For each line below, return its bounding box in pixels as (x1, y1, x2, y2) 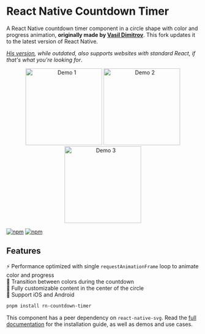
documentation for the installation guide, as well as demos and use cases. (6, 320, 193, 328)
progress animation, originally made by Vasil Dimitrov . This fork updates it (6, 31, 196, 38)
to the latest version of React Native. (6, 37, 99, 45)
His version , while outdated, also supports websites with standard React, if (6, 49, 196, 56)
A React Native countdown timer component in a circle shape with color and (6, 25, 198, 32)
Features (6, 246, 41, 256)
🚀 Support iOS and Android (6, 290, 75, 298)
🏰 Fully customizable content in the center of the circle (6, 284, 144, 292)
